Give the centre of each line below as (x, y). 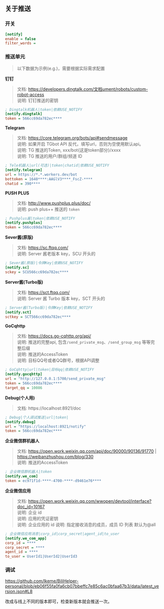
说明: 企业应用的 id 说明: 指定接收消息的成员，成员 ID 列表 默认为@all (86, 524)
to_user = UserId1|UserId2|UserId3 (41, 557)
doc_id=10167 (31, 507)
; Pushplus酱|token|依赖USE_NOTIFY (40, 218)
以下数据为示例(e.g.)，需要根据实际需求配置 (61, 68)
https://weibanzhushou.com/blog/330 (55, 457)
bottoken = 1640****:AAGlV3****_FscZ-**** (49, 179)
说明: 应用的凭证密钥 (38, 518)
